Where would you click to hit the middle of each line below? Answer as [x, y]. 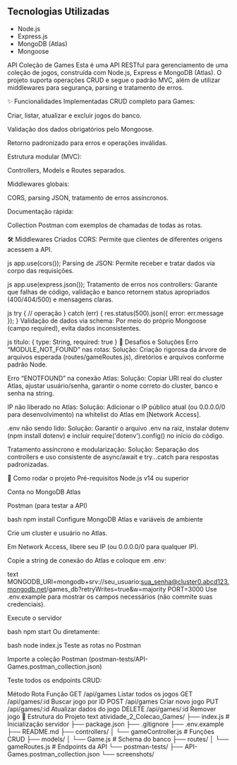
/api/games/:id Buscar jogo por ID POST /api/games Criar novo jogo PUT [113, 701]
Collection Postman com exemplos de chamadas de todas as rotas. [105, 225]
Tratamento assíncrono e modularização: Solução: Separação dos [103, 449]
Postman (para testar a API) [48, 505]
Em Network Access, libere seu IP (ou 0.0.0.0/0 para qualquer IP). [103, 546]
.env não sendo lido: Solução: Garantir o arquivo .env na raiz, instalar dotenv [118, 428]
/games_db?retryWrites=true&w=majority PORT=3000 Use [132, 589]
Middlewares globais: [38, 184]
